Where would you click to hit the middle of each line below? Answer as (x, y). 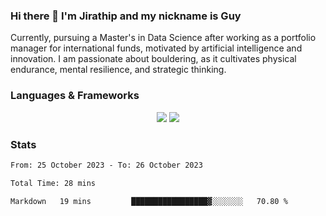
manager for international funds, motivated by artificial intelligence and (156, 48)
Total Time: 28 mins (53, 183)
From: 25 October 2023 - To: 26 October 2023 (106, 165)
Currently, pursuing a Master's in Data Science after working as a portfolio (163, 38)
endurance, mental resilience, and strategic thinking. (118, 70)
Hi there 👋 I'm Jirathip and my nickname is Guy (126, 16)
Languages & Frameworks (75, 96)
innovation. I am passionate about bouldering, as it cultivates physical (153, 59)
